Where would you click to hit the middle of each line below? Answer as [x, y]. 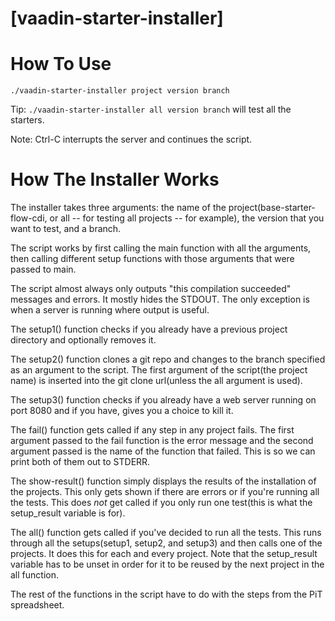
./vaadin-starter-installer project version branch [120, 91]
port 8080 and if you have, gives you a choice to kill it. [122, 411]
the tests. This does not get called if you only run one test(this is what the [161, 503]
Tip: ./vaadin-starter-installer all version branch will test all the [151, 109]
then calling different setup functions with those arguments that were [152, 259]
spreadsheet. [37, 605]
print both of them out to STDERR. [80, 462]
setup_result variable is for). [68, 513]
